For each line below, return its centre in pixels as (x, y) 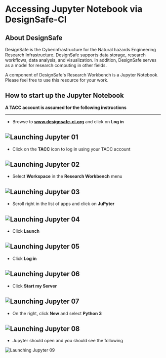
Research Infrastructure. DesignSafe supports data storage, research (75, 55)
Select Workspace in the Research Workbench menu (67, 177)
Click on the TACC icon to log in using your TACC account (71, 149)
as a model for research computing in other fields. (56, 65)
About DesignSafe (34, 38)
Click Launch (26, 231)
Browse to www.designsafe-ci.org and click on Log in (68, 121)
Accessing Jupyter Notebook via (74, 9)
